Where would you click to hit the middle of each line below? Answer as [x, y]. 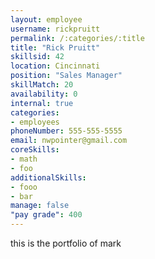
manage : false [40, 206]
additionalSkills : [48, 177]
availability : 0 [44, 94]
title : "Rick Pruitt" [55, 47]
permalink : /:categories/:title [77, 38]
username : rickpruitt [55, 29]
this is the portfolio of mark [66, 243]
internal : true [42, 103]
